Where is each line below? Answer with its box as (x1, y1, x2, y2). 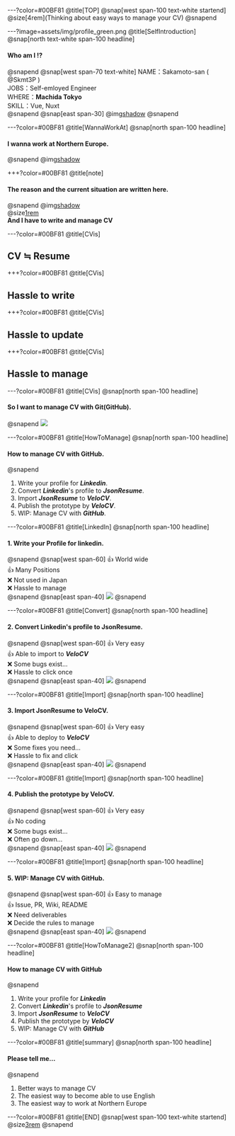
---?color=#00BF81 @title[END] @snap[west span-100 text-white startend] (7, 1113, 227, 1121)
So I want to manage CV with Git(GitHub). (7, 403, 132, 411)
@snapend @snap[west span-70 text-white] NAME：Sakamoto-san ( (7, 67, 210, 76)
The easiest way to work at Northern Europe (17, 1098, 147, 1107)
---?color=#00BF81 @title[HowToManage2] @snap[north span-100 (7, 941, 204, 950)
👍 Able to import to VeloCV (7, 649, 88, 658)
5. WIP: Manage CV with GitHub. (7, 873, 105, 882)
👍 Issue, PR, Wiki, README (7, 900, 88, 909)
